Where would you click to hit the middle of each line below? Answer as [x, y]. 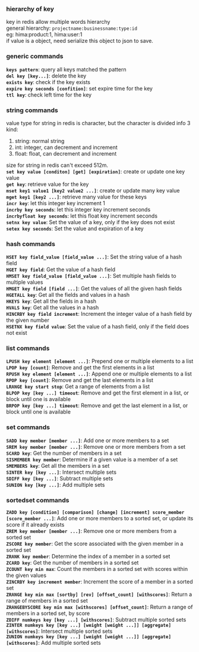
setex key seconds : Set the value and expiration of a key [75, 228]
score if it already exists [35, 525]
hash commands [31, 244]
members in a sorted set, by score [48, 613]
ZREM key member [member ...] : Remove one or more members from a [91, 531]
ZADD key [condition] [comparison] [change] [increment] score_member [95, 513]
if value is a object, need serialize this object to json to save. [80, 41]
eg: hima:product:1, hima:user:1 [44, 35]
